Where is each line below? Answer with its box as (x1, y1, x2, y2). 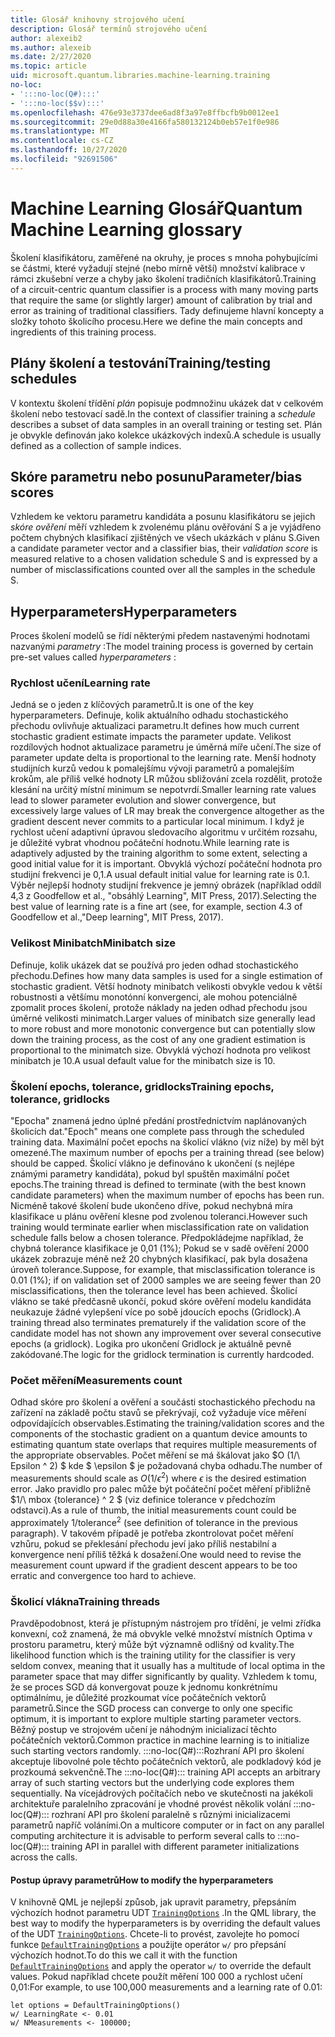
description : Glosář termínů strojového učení (10, 24, 208, 34)
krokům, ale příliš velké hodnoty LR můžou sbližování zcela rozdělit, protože (10, 773, 323, 785)
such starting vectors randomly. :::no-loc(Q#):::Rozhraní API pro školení (10, 1744, 305, 1756)
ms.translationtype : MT (10, 126, 110, 136)
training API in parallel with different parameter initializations (51, 1840, 300, 1852)
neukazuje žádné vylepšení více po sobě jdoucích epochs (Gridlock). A (10, 1306, 302, 1318)
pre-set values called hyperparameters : (10, 651, 177, 663)
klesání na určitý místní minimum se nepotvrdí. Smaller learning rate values (10, 784, 317, 796)
